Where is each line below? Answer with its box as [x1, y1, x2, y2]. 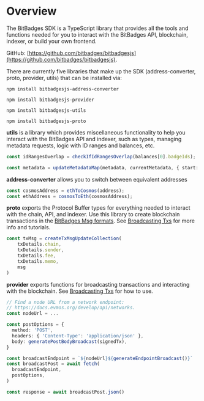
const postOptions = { [6, 322, 64, 328]
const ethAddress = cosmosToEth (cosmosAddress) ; [6, 193, 133, 199]
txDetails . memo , [17, 258, 59, 264]
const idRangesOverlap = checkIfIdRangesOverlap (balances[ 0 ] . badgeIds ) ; [6, 153, 196, 160]
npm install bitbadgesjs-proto [6, 118, 86, 124]
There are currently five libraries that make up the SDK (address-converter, [6, 67, 196, 75]
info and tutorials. [6, 224, 51, 231]
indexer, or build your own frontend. [6, 37, 97, 45]
